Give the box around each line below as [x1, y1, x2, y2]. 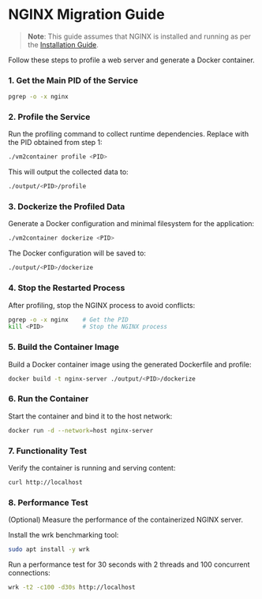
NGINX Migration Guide [8, 6, 165, 24]
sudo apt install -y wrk [8, 545, 90, 553]
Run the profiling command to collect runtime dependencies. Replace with [8, 129, 249, 139]
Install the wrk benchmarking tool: [8, 530, 119, 540]
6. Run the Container [8, 393, 89, 404]
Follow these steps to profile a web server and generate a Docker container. [8, 55, 255, 65]
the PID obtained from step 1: [8, 138, 103, 147]
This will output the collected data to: [8, 167, 129, 177]
